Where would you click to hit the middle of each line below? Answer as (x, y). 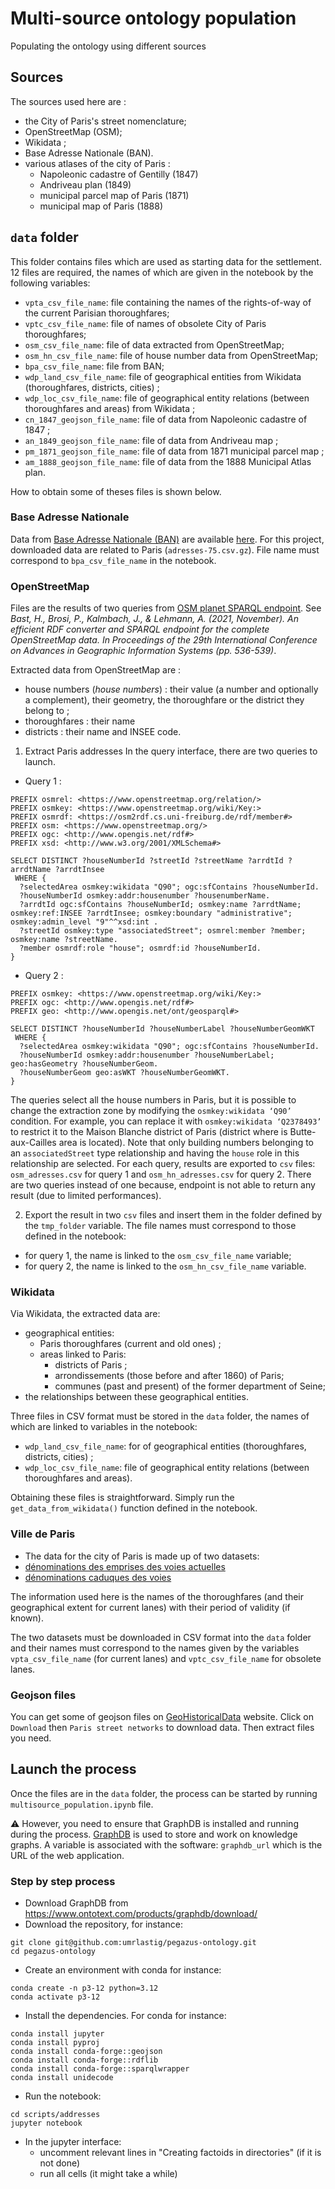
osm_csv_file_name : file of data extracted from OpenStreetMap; (154, 344)
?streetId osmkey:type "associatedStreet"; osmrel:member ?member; (163, 931)
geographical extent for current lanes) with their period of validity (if (150, 1607)
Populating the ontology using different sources (108, 46)
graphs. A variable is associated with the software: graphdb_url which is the (166, 1844)
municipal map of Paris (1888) (101, 206)
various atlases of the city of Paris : (97, 163)
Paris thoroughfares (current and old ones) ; (130, 1344)
